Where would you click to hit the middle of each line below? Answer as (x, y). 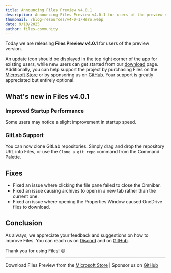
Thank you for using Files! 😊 (35, 251)
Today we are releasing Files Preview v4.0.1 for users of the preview (77, 43)
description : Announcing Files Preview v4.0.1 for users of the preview (84, 15)
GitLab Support (25, 135)
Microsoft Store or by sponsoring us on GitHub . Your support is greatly (79, 75)
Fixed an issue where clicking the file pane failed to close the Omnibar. (87, 185)
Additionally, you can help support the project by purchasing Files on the (81, 70)
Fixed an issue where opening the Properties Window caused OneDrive (88, 201)
